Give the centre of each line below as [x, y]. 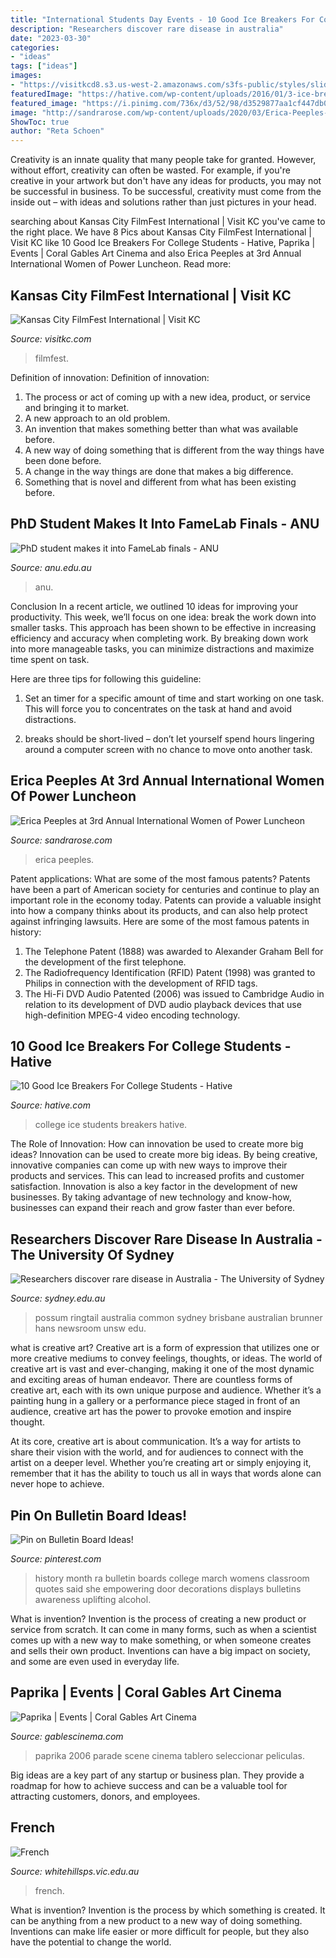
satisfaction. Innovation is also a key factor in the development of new [154, 1187]
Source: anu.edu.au [51, 567]
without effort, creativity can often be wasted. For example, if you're [150, 170]
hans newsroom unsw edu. [90, 1328]
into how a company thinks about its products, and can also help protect [159, 910]
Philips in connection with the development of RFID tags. [141, 983]
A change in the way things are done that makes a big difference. [159, 471]
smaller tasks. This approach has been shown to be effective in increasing [163, 627]
